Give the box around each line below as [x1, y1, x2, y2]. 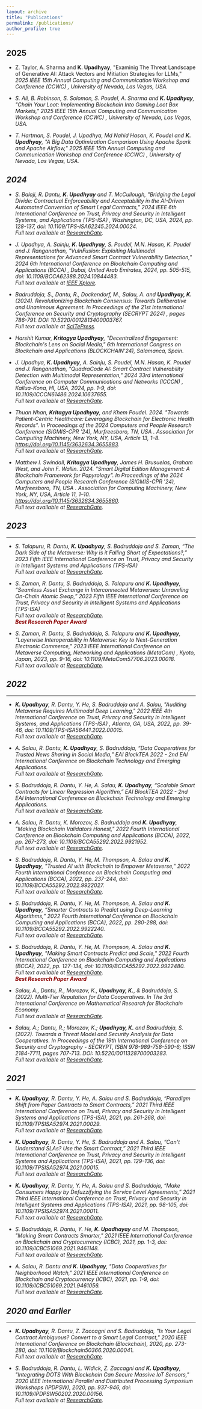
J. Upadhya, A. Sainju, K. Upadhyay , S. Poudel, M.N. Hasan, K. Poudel [14, 241, 191, 248]
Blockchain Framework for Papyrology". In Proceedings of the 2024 [14, 471, 183, 479]
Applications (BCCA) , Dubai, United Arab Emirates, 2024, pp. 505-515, [14, 266, 191, 274]
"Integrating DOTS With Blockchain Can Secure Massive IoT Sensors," [14, 1371, 189, 1378]
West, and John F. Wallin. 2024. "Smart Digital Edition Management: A [14, 465, 191, 472]
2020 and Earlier [6, 1306, 71, 1316]
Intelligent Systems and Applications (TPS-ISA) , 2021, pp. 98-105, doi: [14, 1201, 189, 1209]
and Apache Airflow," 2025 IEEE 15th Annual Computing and [14, 145, 165, 152]
